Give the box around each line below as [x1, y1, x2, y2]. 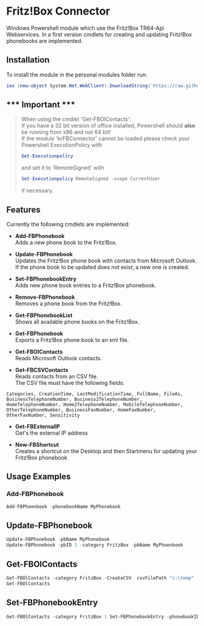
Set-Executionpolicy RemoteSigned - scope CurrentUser [21, 176, 160, 182]
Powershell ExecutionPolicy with [21, 141, 103, 149]
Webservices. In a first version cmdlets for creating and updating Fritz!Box [6, 30, 192, 38]
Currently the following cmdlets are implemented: [6, 220, 130, 228]
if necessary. [21, 187, 54, 194]
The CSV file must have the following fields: [15, 379, 124, 386]
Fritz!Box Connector [6, 4, 110, 18]
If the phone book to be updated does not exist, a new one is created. [15, 264, 189, 271]
